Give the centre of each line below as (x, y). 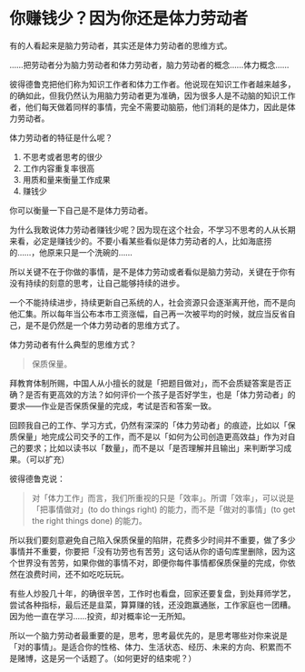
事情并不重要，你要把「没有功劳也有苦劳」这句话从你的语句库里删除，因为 (148, 551)
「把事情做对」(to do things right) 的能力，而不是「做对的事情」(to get (163, 509)
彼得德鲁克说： (37, 478)
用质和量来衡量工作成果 (66, 179)
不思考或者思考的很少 (62, 156)
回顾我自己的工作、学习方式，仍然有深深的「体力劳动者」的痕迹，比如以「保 (152, 425)
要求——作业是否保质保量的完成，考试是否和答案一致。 (113, 406)
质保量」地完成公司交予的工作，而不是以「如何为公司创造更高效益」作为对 (148, 436)
